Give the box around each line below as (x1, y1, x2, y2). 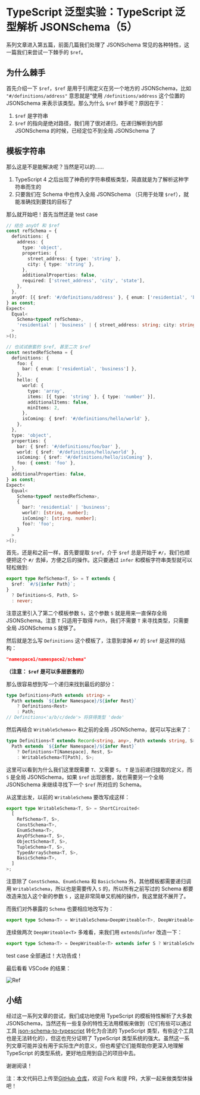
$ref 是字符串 (14, 112, 49, 119)
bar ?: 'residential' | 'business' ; (21, 504, 111, 511)
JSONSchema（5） (39, 20, 138, 34)
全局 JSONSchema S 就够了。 (6, 624, 79, 631)
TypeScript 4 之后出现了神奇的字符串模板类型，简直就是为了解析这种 (14, 176, 184, 183)
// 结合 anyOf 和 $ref (6, 223, 60, 229)
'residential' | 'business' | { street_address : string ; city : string (17, 322, 196, 328)
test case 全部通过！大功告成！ (6, 952, 82, 959)
